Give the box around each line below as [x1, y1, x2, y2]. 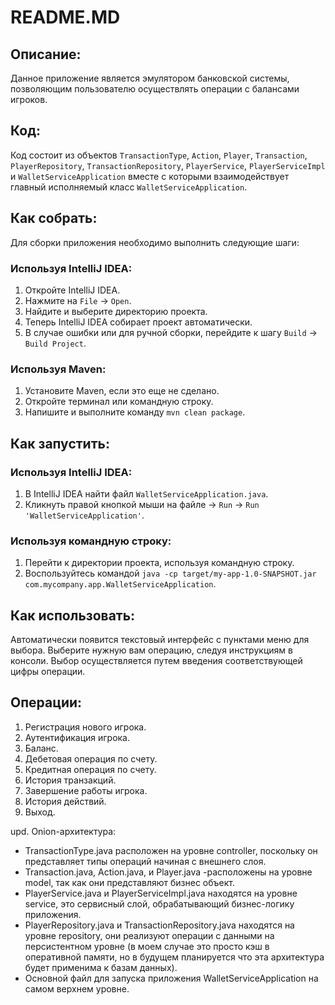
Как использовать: [10, 607, 136, 624]
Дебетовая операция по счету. [24, 752, 158, 765]
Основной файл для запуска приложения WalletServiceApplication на [24, 972, 319, 984]
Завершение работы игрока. [24, 784, 148, 796]
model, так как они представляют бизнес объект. [24, 876, 235, 888]
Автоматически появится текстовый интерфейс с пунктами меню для [10, 634, 310, 646]
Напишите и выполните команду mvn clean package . [24, 406, 246, 418]
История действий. [24, 795, 107, 807]
